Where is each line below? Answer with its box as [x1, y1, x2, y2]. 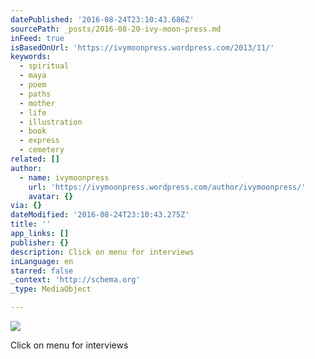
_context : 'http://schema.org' [10, 275, 141, 285]
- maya [19, 71, 47, 81]
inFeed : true [10, 33, 65, 43]
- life [19, 107, 47, 118]
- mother [19, 98, 56, 108]
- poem [19, 80, 47, 90]
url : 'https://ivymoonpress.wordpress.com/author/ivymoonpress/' [28, 182, 307, 192]
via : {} [10, 201, 43, 211]
